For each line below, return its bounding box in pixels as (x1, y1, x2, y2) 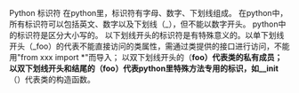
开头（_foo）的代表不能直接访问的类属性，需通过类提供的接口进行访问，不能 (9, 41, 290, 51)
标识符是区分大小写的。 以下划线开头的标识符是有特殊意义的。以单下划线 (16, 30, 285, 40)
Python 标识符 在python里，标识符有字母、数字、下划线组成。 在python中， (9, 8, 288, 18)
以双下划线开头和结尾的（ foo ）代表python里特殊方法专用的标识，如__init (9, 63, 279, 74)
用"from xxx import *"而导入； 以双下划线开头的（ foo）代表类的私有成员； (9, 52, 283, 62)
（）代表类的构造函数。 (9, 74, 95, 84)
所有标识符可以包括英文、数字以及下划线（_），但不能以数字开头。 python (9, 19, 279, 29)
